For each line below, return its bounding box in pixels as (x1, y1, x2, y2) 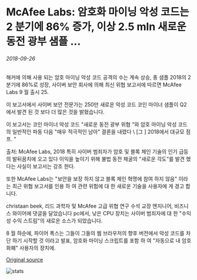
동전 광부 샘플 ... (6, 35, 81, 48)
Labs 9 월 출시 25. (6, 89, 49, 96)
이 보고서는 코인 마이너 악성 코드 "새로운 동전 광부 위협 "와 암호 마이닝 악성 (6, 121, 177, 128)
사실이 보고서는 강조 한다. (16, 163, 75, 170)
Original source (6, 256, 44, 264)
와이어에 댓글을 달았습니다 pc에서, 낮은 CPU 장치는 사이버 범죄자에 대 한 (12, 210, 178, 217)
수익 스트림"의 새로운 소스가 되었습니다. (12, 217, 103, 224)
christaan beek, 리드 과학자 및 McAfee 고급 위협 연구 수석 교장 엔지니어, (6, 202, 173, 209)
